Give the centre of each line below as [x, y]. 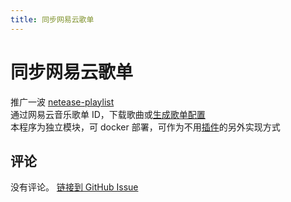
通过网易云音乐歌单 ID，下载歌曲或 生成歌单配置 [108, 114]
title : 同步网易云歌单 [52, 19]
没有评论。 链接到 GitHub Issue [74, 187]
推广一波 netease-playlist [62, 102]
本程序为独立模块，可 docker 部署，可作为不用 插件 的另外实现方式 [145, 127]
